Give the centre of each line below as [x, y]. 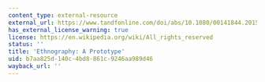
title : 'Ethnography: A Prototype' [67, 52]
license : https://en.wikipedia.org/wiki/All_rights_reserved [111, 37]
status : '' [26, 45]
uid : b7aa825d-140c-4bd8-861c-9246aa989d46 [81, 59]
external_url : [32, 23]
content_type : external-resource [63, 15]
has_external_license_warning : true [68, 30]
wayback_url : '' [35, 66]
